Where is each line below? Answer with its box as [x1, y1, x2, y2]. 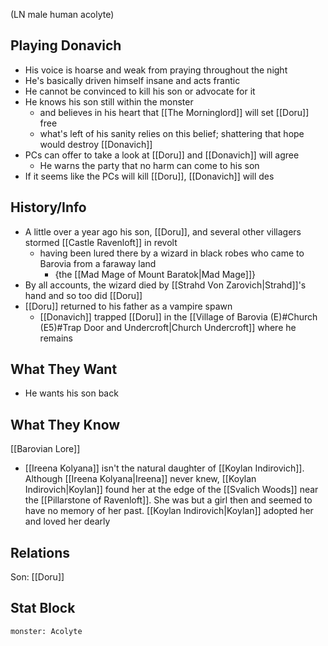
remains [39, 332, 73, 344]
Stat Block [10, 600, 76, 617]
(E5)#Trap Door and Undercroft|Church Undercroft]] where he [39, 321, 297, 333]
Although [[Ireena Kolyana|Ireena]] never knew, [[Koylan [24, 473, 257, 485]
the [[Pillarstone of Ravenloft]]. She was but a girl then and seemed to [24, 494, 313, 506]
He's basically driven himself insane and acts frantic [24, 74, 241, 86]
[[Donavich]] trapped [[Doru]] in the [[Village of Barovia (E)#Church [39, 310, 318, 323]
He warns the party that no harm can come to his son [39, 159, 260, 171]
